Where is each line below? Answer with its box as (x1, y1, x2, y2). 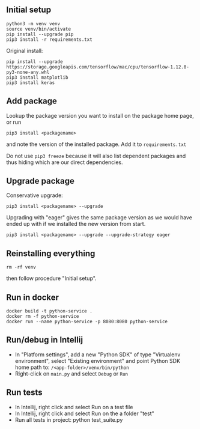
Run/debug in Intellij (6, 335, 83, 345)
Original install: (6, 47, 43, 54)
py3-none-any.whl (6, 69, 50, 75)
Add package (6, 96, 57, 106)
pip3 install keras (6, 79, 55, 86)
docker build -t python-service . (6, 308, 93, 314)
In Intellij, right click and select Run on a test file (14, 403, 133, 410)
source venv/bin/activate (6, 26, 71, 32)
